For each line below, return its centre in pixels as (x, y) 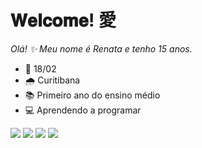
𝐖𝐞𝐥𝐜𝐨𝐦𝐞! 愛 (63, 20)
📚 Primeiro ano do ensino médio (92, 95)
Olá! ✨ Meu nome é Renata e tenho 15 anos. (101, 48)
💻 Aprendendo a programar (83, 110)
